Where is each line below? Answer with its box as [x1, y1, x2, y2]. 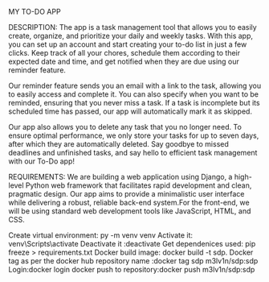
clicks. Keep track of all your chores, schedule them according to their [8, 48, 241, 57]
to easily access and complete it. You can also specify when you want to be [8, 89, 259, 99]
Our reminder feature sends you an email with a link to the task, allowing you [8, 81, 262, 90]
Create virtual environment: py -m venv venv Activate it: [8, 230, 194, 240]
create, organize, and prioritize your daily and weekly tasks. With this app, [8, 31, 253, 40]
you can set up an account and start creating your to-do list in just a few [8, 39, 247, 49]
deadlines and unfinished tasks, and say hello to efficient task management [8, 148, 258, 157]
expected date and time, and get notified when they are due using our [8, 56, 239, 66]
